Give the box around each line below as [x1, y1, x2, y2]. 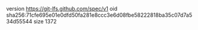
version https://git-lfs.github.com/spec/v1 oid [6, 5, 118, 12]
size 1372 [33, 18, 57, 25]
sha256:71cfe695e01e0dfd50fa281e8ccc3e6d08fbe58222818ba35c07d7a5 [6, 11, 193, 19]
